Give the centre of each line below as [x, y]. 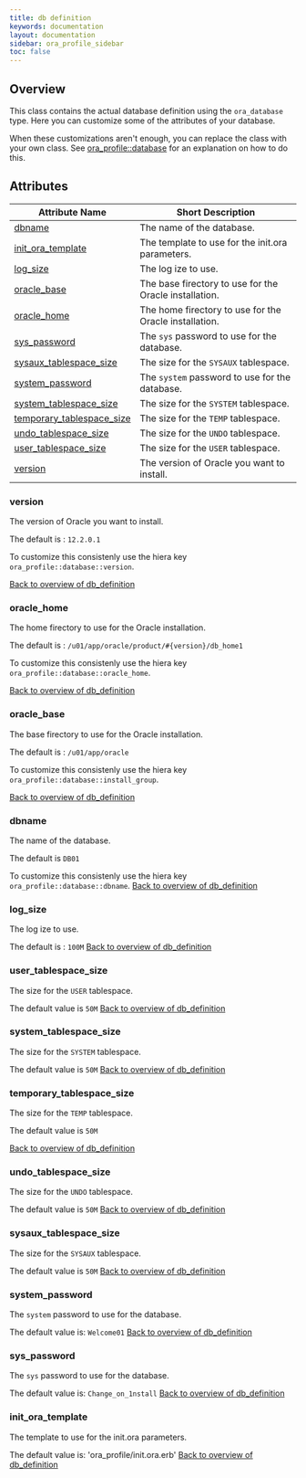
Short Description [216, 212]
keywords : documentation [56, 26]
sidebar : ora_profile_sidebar [67, 43]
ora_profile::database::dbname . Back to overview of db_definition [133, 885]
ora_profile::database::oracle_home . [80, 673]
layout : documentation [52, 35]
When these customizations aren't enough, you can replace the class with [148, 138]
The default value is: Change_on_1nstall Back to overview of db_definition [147, 1393]
